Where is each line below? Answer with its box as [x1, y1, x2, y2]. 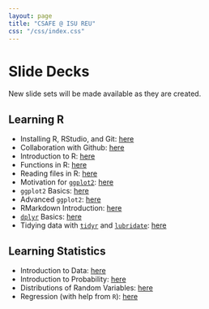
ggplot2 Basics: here [19, 186, 89, 196]
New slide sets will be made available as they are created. [8, 89, 202, 98]
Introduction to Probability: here [19, 274, 127, 284]
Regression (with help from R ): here [19, 291, 139, 301]
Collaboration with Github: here [19, 143, 125, 153]
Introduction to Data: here [19, 265, 107, 275]
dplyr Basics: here [19, 212, 83, 222]
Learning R [8, 112, 65, 126]
